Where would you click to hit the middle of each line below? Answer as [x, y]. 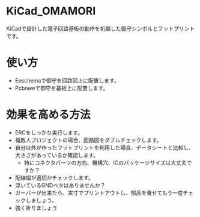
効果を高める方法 [49, 115]
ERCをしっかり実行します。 [49, 132]
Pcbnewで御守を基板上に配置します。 [62, 88]
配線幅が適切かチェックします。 [54, 178]
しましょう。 [41, 200]
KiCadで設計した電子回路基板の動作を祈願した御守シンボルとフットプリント [101, 28]
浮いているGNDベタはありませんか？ [60, 185]
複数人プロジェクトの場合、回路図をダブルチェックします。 [88, 140]
